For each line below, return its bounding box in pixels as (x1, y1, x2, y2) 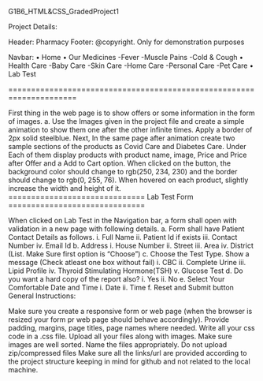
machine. (8, 365, 39, 374)
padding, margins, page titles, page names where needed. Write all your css (8, 323, 255, 332)
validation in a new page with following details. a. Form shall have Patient (8, 224, 245, 233)
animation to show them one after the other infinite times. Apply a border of (8, 125, 253, 134)
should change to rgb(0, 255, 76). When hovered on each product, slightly (8, 175, 249, 185)
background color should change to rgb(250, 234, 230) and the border (8, 167, 238, 176)
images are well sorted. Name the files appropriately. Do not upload (8, 340, 228, 349)
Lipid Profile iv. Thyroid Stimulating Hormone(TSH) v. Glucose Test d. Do (8, 266, 243, 275)
